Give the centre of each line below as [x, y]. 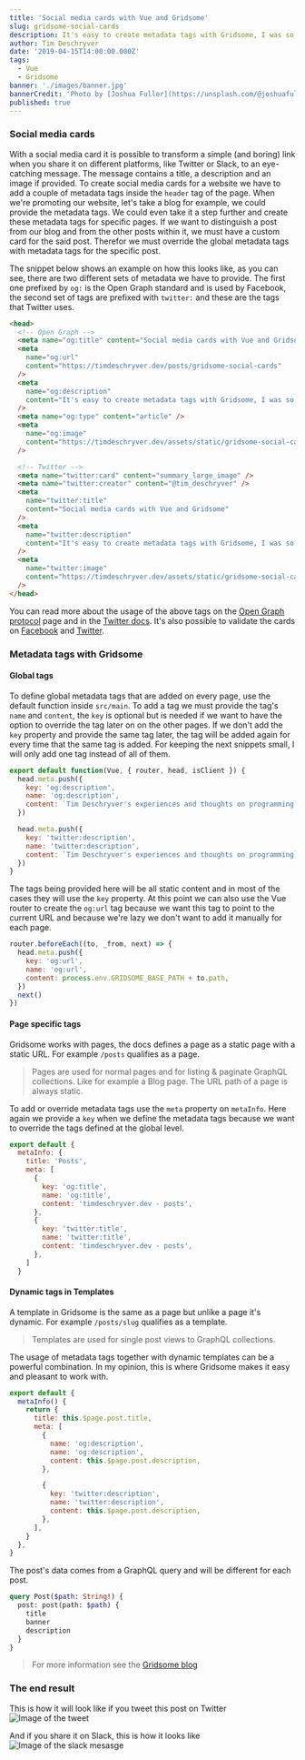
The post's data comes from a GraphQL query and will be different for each [151, 1571]
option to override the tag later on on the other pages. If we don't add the [146, 725]
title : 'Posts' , [57, 1162]
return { [42, 1410]
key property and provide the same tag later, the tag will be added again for [150, 734]
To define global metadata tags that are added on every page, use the [140, 696]
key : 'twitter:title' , [85, 1229]
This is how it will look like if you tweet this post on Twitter [118, 1708]
